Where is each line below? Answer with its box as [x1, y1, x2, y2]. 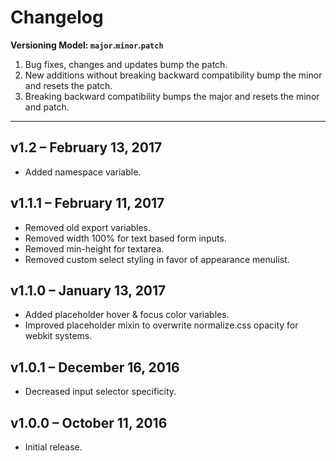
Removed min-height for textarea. [24, 242, 165, 255]
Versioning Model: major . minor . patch [10, 39, 164, 51]
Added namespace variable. [24, 166, 142, 178]
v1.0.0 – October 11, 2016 [10, 414, 168, 431]
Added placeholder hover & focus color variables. [24, 309, 230, 321]
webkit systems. [24, 330, 93, 342]
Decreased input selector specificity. [24, 386, 177, 398]
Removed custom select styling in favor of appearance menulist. [24, 253, 290, 265]
